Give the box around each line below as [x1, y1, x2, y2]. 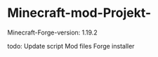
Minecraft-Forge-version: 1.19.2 [7, 28, 98, 37]
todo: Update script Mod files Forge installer [7, 42, 135, 50]
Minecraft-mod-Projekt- [7, 5, 152, 21]
